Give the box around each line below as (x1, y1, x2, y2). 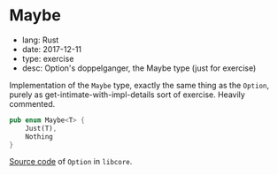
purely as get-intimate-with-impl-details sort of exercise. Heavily (9, 89, 245, 100)
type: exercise (21, 53, 74, 64)
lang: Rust (21, 34, 59, 45)
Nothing (25, 132, 53, 141)
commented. (9, 98, 56, 109)
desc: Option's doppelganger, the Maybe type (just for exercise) (21, 63, 257, 73)
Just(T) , (25, 124, 58, 133)
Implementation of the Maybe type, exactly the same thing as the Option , (9, 80, 270, 90)
